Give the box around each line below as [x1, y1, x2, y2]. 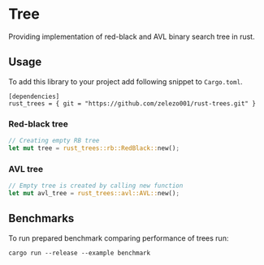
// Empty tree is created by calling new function [8, 182, 184, 190]
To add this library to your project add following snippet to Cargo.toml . [8, 76, 243, 86]
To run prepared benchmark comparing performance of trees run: [8, 233, 229, 243]
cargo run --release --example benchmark [8, 249, 151, 257]
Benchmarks [8, 212, 75, 225]
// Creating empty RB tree [8, 137, 100, 145]
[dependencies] [8, 92, 60, 100]
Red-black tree [8, 118, 69, 130]
